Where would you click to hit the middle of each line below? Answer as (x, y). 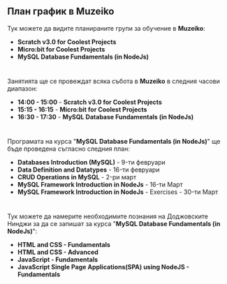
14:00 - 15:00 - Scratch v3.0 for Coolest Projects (90, 102)
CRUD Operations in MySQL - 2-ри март (77, 177)
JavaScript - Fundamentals (58, 260)
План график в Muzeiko (61, 12)
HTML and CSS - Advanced (58, 252)
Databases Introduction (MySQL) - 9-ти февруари (91, 163)
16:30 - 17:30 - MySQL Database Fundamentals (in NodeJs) (105, 117)
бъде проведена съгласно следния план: (69, 149)
